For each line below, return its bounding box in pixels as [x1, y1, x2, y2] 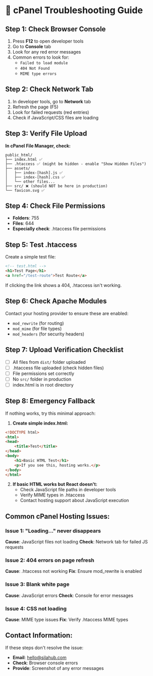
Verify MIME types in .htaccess [20, 492, 85, 498]
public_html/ [5, 152, 33, 157]
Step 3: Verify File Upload [5, 129, 87, 138]
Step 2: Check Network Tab [5, 85, 93, 94]
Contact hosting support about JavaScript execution [20, 497, 129, 503]
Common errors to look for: [12, 54, 70, 60]
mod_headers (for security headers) [12, 331, 85, 337]
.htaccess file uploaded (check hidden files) [12, 364, 105, 371]
